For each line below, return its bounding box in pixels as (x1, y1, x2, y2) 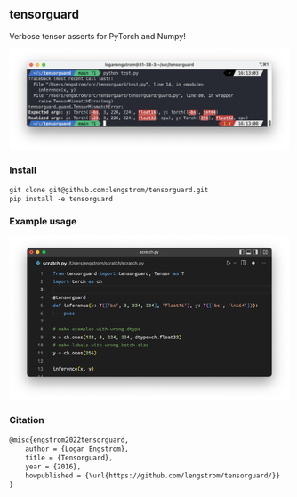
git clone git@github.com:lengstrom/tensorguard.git (9, 185, 209, 194)
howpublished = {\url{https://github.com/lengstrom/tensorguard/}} (25, 471, 280, 480)
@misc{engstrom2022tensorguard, (9, 436, 129, 444)
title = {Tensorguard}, (25, 453, 114, 462)
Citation (9, 414, 44, 427)
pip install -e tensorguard (9, 194, 114, 203)
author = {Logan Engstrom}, (25, 444, 129, 453)
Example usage (9, 215, 77, 227)
